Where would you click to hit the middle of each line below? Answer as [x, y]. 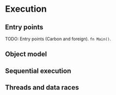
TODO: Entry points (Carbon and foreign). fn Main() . [58, 39]
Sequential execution [38, 71]
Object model [26, 54]
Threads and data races [42, 87]
